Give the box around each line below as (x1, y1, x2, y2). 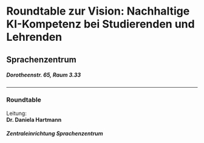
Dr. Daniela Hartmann (6, 116, 62, 123)
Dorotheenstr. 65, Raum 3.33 (6, 71, 81, 78)
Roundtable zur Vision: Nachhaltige (6, 4, 190, 18)
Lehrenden (6, 30, 63, 44)
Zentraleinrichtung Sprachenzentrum (6, 130, 103, 138)
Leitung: (6, 110, 27, 117)
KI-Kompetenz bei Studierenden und (6, 17, 195, 31)
